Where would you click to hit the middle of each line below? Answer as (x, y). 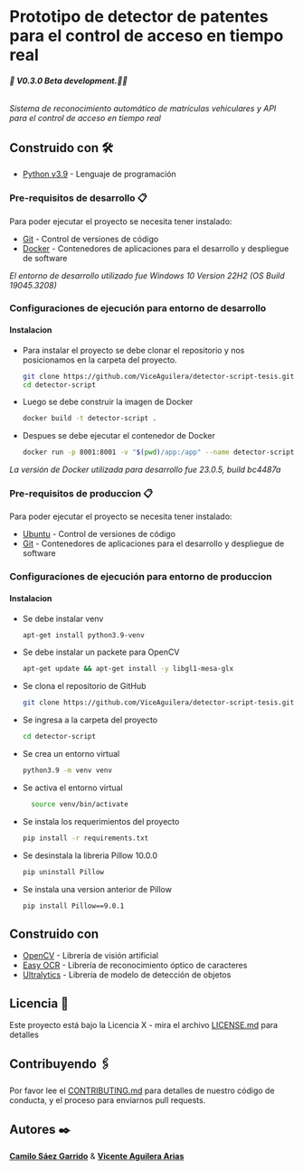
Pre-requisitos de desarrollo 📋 (78, 198)
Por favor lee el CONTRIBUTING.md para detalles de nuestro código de (142, 1090)
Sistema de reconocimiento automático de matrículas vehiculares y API (143, 109)
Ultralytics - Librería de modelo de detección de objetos (127, 975)
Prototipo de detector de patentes (139, 17)
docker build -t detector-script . (90, 419)
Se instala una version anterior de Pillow (97, 889)
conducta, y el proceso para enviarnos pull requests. (108, 1099)
